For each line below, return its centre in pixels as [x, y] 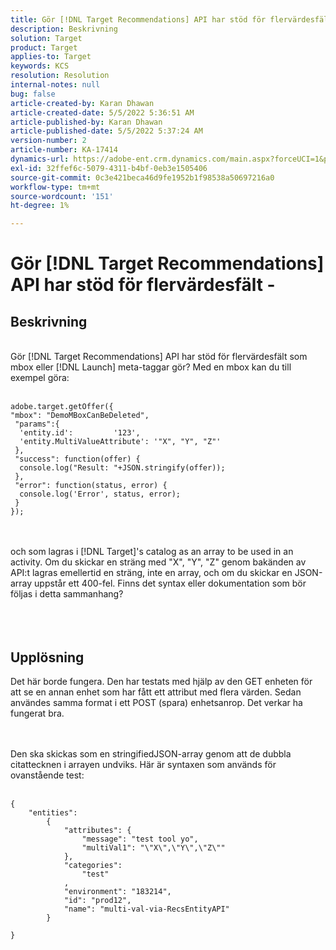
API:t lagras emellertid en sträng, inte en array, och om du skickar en [151, 573]
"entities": [53, 812]
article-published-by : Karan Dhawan [86, 122]
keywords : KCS [40, 66]
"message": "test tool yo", [140, 839]
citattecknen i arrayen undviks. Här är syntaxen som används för [143, 764]
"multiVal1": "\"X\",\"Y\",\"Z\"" [153, 847]
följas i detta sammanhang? [67, 594]
